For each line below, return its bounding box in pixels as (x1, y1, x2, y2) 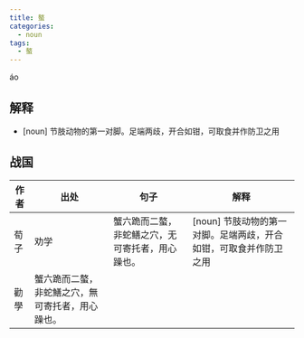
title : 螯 (9, 13, 45, 23)
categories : (9, 22, 54, 31)
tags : (9, 38, 30, 48)
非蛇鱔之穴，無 (34, 286, 99, 298)
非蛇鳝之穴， (112, 228, 168, 240)
